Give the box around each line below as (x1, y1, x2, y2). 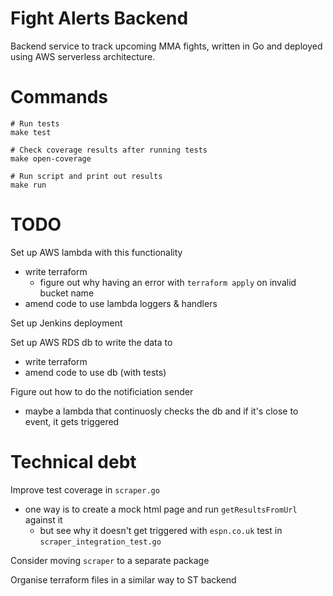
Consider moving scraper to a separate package (10, 554, 210, 566)
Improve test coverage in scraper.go (10, 483, 160, 496)
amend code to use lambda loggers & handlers (24, 297, 218, 309)
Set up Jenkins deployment (10, 317, 123, 329)
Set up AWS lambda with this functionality (10, 246, 183, 258)
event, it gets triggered (24, 415, 120, 427)
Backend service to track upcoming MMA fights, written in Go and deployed (10, 40, 323, 52)
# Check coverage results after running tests (10, 145, 208, 155)
